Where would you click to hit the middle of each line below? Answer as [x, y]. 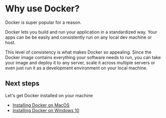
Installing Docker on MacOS [41, 105]
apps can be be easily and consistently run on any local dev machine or [79, 37]
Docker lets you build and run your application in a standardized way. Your [81, 32]
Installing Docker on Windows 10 [46, 110]
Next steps [22, 84]
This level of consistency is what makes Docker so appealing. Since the [78, 52]
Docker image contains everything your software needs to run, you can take [83, 57]
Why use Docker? [42, 9]
